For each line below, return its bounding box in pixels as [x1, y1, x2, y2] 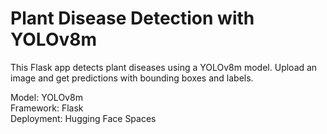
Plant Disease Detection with [10, 7, 255, 30]
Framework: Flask [10, 102, 84, 114]
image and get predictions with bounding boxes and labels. [10, 72, 254, 84]
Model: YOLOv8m [10, 91, 83, 103]
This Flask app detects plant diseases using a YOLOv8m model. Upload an [10, 61, 318, 73]
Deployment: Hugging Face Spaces [10, 112, 157, 124]
